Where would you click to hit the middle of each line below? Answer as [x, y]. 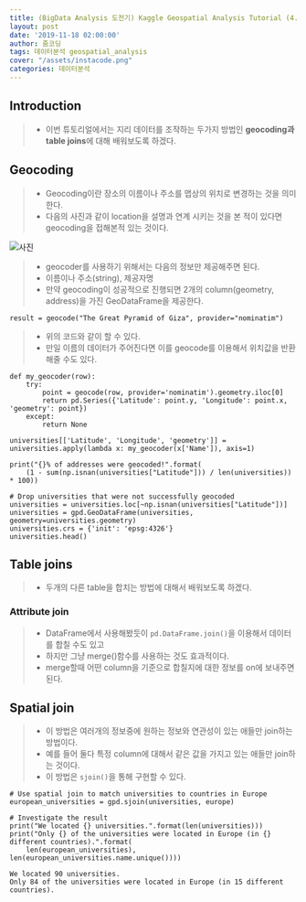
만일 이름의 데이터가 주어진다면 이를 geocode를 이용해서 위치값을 [162, 348]
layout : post [34, 27]
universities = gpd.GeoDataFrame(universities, [102, 512]
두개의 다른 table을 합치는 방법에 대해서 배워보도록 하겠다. [149, 587]
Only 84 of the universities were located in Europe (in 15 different [147, 882]
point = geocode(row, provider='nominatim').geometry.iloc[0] [163, 392]
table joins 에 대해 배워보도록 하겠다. [111, 140]
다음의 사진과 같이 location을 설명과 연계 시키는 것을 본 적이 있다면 [164, 216]
